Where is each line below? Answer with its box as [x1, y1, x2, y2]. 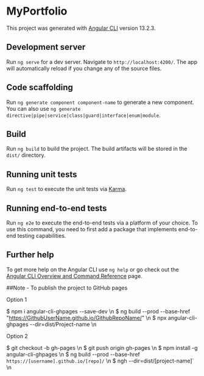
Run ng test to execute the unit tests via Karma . [6, 186, 127, 193]
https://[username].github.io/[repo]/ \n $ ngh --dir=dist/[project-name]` [6, 357, 194, 364]
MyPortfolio [6, 4, 68, 18]
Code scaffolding [6, 82, 73, 92]
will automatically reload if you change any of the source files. [6, 64, 162, 72]
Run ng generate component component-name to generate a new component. [6, 99, 195, 106]
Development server [6, 42, 86, 52]
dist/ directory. [6, 151, 46, 159]
